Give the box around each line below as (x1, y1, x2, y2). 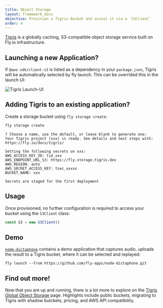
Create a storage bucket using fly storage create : (5, 113, 108, 119)
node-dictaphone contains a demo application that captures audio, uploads (5, 246, 154, 252)
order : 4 (5, 21, 23, 26)
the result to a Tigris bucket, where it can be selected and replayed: (5, 251, 141, 257)
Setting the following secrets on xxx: (5, 149, 86, 154)
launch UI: (5, 77, 26, 83)
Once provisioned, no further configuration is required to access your (5, 205, 145, 211)
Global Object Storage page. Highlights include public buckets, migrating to (5, 292, 156, 298)
